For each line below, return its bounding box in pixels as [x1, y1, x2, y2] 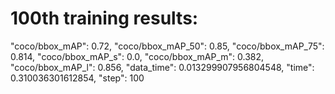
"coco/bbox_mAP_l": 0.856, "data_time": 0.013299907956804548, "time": [10, 61, 315, 73]
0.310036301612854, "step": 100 [10, 72, 145, 84]
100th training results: [10, 7, 199, 30]
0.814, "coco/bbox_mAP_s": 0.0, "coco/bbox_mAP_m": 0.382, [10, 50, 265, 62]
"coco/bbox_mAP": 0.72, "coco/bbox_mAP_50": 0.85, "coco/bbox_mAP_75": [10, 40, 325, 52]
